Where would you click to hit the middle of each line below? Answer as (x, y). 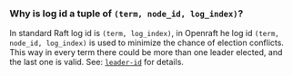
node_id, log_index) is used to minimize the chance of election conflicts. (147, 43)
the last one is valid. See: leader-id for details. (97, 62)
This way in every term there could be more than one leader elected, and (146, 52)
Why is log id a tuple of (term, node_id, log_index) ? (126, 14)
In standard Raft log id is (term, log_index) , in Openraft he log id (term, (144, 33)
